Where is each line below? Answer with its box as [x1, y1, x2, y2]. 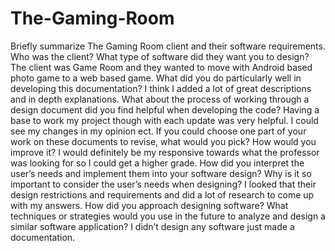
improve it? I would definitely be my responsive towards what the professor [10, 146, 320, 158]
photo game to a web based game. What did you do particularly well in [10, 72, 302, 84]
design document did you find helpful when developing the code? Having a [10, 103, 320, 116]
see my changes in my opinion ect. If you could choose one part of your [10, 125, 307, 137]
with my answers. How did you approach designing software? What [10, 199, 289, 211]
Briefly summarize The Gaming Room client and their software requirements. [10, 40, 326, 52]
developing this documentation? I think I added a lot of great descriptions [10, 82, 312, 94]
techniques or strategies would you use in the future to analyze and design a [10, 210, 326, 222]
